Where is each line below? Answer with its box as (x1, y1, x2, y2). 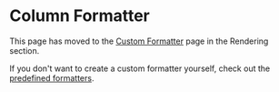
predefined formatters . (9, 72, 95, 83)
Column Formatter (9, 5, 150, 26)
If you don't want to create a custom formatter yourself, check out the (9, 63, 271, 74)
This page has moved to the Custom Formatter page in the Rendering (9, 36, 269, 46)
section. (9, 45, 40, 56)
